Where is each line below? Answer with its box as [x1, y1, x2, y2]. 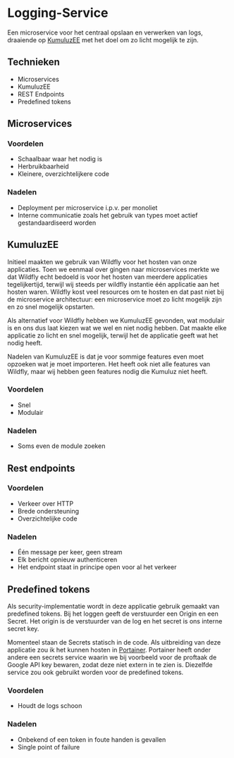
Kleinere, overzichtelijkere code [17, 170, 109, 178]
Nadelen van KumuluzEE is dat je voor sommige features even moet [7, 352, 204, 361]
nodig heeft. [7, 338, 43, 347]
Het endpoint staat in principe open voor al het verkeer [17, 563, 177, 571]
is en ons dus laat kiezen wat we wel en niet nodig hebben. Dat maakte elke [7, 323, 227, 332]
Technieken [7, 56, 60, 68]
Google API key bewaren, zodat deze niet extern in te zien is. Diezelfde [7, 660, 213, 669]
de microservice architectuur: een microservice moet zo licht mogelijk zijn [7, 294, 222, 304]
